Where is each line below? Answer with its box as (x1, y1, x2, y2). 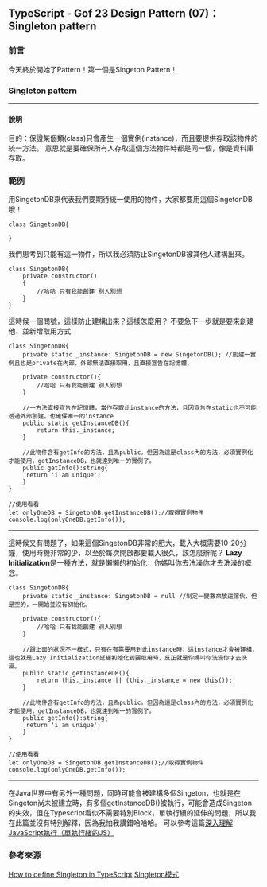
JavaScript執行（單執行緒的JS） (8, 828, 115, 838)
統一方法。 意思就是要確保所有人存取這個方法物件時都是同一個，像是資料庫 (8, 143, 254, 153)
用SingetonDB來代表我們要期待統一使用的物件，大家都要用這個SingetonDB (8, 195, 253, 204)
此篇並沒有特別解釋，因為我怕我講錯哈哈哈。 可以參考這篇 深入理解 (14, 818, 233, 828)
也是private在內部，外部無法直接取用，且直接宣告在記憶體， (19, 360, 193, 368)
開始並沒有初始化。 (37, 601, 91, 609)
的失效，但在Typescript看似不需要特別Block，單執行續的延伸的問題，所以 (8, 808, 250, 818)
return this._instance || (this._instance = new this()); (37, 676, 233, 685)
